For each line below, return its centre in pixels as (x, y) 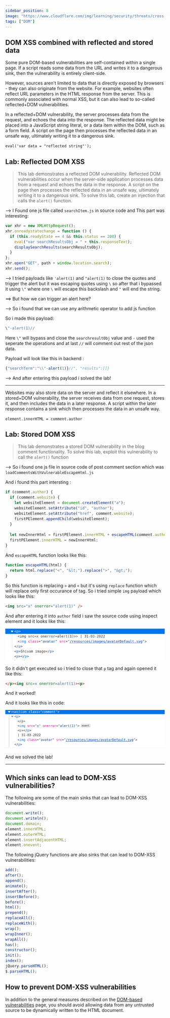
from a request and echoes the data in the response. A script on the (88, 184)
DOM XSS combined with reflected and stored (79, 42)
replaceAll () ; (20, 918)
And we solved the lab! (29, 757)
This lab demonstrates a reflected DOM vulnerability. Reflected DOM (89, 174)
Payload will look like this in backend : (45, 358)
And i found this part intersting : (38, 482)
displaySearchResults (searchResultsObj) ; (58, 247)
